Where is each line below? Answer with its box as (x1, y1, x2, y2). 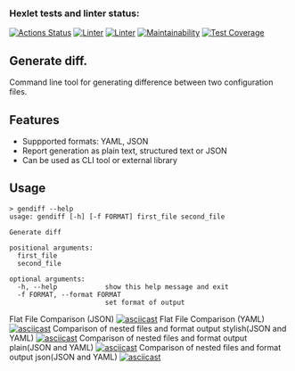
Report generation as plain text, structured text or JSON (21, 145, 227, 156)
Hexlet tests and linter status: (9, 7, 140, 20)
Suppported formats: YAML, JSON (21, 136, 149, 146)
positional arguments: (9, 243, 94, 252)
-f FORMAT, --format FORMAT (17, 290, 122, 299)
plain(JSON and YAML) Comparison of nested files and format (9, 342, 282, 352)
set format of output (104, 298, 185, 307)
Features (9, 112, 60, 128)
